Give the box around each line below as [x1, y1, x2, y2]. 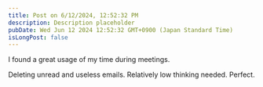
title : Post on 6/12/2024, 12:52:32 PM [8, 11, 139, 20]
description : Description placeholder [8, 19, 135, 27]
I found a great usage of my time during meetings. [8, 55, 170, 64]
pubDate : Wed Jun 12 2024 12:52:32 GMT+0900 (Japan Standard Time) [8, 26, 234, 34]
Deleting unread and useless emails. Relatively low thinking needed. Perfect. [8, 70, 255, 79]
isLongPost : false [8, 33, 68, 42]
